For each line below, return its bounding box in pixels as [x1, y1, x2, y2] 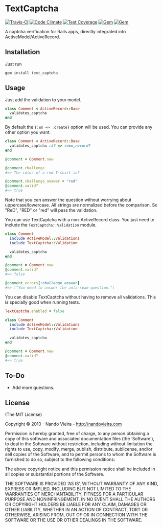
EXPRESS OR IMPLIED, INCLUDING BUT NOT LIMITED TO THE [5, 486, 131, 492]
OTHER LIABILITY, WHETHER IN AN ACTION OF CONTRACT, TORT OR [5, 507, 148, 513]
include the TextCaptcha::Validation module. [5, 222, 97, 228]
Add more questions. [12, 385, 55, 390]
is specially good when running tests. [5, 299, 80, 305]
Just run [5, 61, 22, 67]
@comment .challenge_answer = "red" [5, 179, 78, 184]
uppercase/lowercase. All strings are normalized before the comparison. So [5, 202, 158, 208]
